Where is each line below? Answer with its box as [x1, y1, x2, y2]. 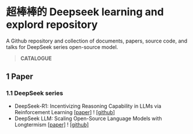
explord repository [6, 18, 98, 31]
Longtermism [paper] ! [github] [14, 121, 89, 128]
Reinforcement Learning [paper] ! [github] [14, 108, 115, 115]
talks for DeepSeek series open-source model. [6, 43, 118, 50]
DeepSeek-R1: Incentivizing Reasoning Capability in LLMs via [14, 103, 162, 110]
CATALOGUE [20, 55, 52, 62]
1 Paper [6, 72, 33, 82]
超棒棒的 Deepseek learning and [6, 5, 164, 19]
